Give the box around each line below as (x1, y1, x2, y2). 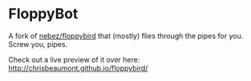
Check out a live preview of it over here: (8, 55, 140, 64)
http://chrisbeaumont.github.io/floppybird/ (8, 63, 148, 72)
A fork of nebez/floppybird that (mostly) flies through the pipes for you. (8, 31, 244, 40)
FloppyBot (8, 5, 79, 23)
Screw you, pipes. (8, 39, 68, 48)
